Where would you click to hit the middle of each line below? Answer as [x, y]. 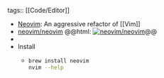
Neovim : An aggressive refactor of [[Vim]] [79, 24]
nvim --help [46, 67]
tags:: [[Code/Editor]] [38, 10]
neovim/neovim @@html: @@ [87, 32]
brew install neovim [59, 61]
